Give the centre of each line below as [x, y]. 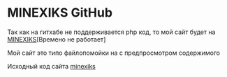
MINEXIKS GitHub [60, 13]
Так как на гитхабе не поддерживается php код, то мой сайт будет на [111, 32]
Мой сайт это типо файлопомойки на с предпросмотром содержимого [113, 53]
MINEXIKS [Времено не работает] [57, 39]
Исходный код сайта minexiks [51, 66]
